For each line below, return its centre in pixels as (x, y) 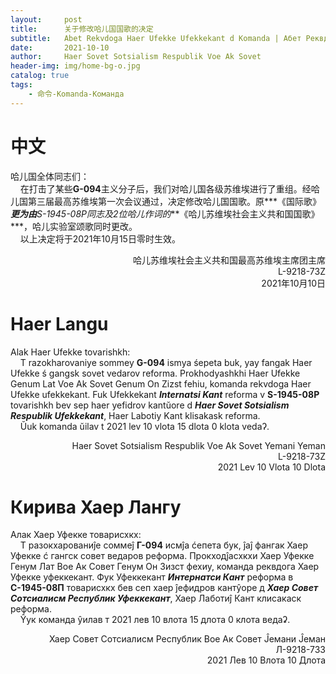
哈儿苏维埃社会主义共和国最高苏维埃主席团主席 (229, 260)
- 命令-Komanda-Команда (76, 94)
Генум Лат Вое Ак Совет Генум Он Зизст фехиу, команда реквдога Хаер (165, 567)
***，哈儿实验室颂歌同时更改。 (74, 226)
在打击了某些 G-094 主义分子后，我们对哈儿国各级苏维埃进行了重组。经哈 (169, 188)
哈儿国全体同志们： (50, 176)
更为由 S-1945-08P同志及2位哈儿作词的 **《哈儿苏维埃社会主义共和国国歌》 (165, 213)
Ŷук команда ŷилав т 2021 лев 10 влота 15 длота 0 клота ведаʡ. (155, 620)
